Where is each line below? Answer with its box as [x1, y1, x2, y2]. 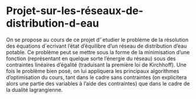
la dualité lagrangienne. [6, 86, 63, 93]
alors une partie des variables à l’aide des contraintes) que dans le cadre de [6, 80, 190, 87]
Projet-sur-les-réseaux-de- [6, 4, 144, 18]
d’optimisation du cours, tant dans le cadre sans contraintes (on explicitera [6, 74, 187, 81]
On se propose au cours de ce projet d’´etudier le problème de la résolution [6, 36, 189, 43]
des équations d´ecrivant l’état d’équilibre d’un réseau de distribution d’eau [6, 42, 187, 49]
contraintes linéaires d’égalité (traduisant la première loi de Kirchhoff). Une [6, 61, 187, 68]
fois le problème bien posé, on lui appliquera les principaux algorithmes [6, 67, 180, 74]
